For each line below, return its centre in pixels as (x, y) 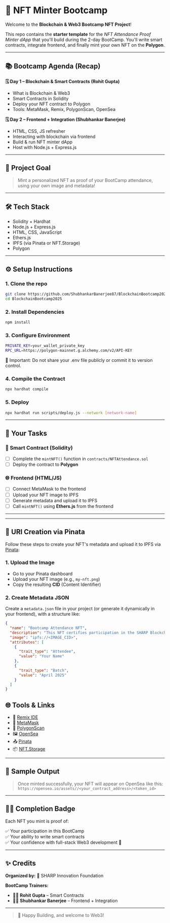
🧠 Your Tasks (26, 433)
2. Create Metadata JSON (37, 598)
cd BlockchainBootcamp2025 (34, 299)
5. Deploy (17, 402)
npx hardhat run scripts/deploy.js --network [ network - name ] (71, 413)
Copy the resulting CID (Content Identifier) (57, 584)
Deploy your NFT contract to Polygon (51, 104)
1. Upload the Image (30, 563)
